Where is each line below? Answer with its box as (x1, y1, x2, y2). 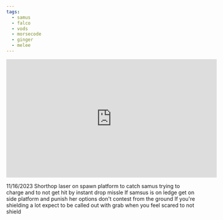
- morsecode (11, 31, 42, 37)
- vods (11, 25, 28, 32)
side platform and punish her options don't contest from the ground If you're (6, 195, 195, 202)
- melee (11, 43, 31, 49)
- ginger (11, 37, 34, 43)
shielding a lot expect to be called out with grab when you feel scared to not (6, 201, 195, 209)
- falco (11, 20, 31, 26)
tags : (6, 8, 20, 15)
